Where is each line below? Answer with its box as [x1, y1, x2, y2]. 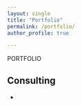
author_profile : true [7, 29, 70, 37]
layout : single [7, 10, 51, 17]
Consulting [7, 74, 57, 87]
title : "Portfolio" [7, 17, 63, 24]
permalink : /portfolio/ [7, 23, 76, 30]
